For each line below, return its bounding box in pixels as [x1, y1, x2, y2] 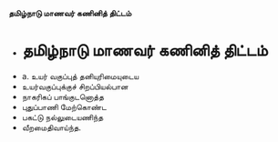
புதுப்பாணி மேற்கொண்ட [21, 101, 107, 112]
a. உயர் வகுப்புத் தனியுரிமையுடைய [21, 70, 139, 81]
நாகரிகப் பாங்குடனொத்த [21, 91, 104, 102]
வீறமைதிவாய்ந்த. [21, 122, 82, 133]
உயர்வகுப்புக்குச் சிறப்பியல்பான [21, 81, 129, 92]
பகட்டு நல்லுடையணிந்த [21, 111, 104, 122]
